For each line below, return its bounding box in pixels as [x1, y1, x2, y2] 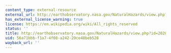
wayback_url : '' [5, 40, 40, 45]
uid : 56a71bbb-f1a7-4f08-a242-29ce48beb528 [5, 36, 99, 41]
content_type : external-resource [5, 7, 76, 13]
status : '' [5, 26, 28, 31]
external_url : [5, 12, 36, 17]
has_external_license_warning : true [5, 17, 83, 22]
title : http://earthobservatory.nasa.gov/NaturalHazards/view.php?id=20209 [5, 31, 169, 36]
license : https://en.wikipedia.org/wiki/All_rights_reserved [5, 21, 138, 27]
